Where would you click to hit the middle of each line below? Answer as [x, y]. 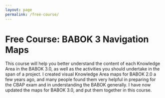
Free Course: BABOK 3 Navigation [77, 39]
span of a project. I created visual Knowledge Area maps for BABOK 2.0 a [81, 74]
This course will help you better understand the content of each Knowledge [83, 63]
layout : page [19, 10]
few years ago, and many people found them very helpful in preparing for [81, 79]
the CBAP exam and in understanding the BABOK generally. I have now [78, 85]
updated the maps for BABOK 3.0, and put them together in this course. [79, 90]
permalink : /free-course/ [32, 14]
